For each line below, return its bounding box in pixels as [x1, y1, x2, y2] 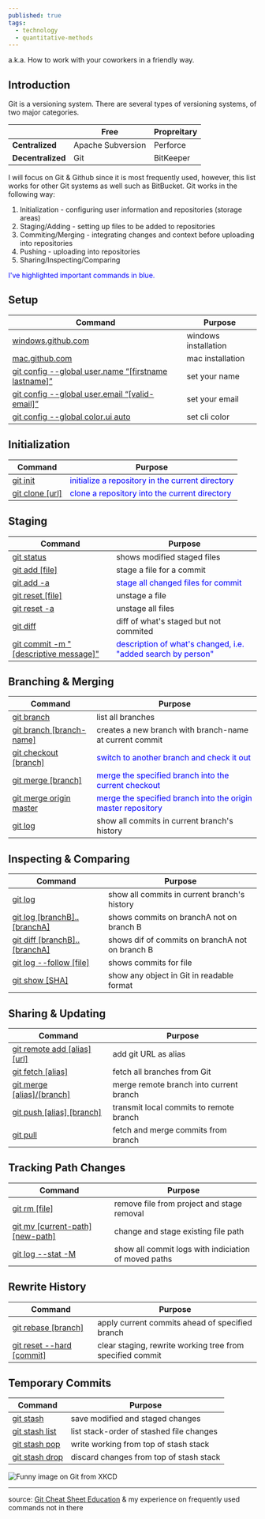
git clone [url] [12, 488, 63, 499]
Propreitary [153, 126, 198, 138]
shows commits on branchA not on [107, 912, 237, 923]
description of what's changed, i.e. [115, 638, 244, 649]
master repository [96, 803, 163, 814]
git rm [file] [12, 1203, 54, 1214]
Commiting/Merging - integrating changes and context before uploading [19, 230, 255, 239]
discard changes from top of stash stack [70, 1452, 221, 1463]
